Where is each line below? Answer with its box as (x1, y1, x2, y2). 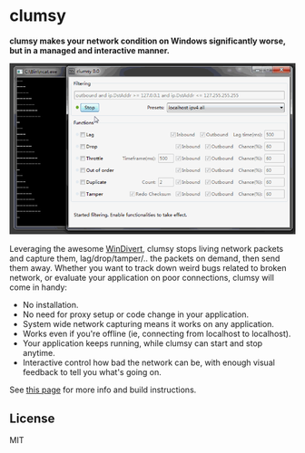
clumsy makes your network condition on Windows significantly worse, (9, 35, 286, 46)
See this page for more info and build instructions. (9, 384, 197, 395)
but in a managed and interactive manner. (9, 44, 170, 55)
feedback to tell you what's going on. (22, 367, 162, 378)
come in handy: (9, 282, 68, 293)
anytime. (22, 348, 56, 359)
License (9, 410, 55, 426)
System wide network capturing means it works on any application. (22, 319, 275, 330)
